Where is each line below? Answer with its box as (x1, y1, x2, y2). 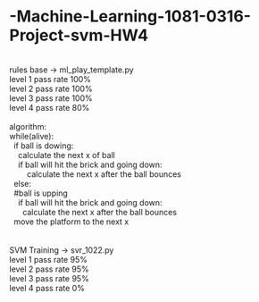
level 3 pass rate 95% (9, 273, 89, 283)
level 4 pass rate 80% (9, 102, 90, 113)
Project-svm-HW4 (9, 25, 149, 46)
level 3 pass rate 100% (9, 92, 94, 104)
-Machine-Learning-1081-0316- (9, 6, 252, 27)
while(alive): (9, 130, 54, 141)
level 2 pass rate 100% (9, 83, 93, 94)
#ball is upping (13, 188, 69, 198)
